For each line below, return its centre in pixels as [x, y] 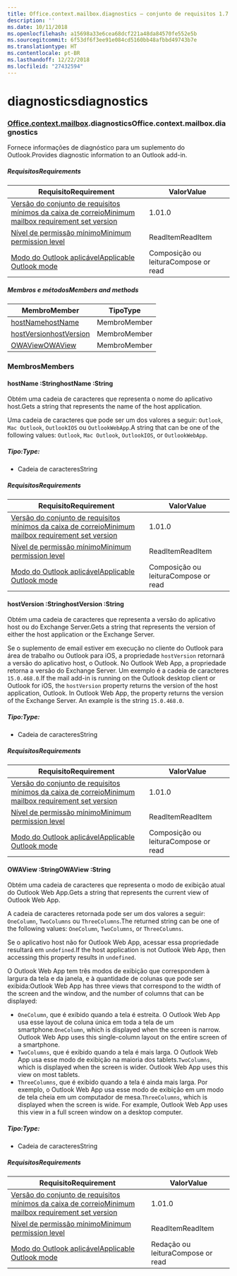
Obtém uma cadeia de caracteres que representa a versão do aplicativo [111, 620]
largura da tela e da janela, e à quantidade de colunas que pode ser [105, 979]
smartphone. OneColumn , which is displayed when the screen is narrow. [119, 1030]
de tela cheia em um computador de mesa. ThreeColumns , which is [113, 1097]
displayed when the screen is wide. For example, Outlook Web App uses [122, 1105]
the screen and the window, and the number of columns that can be [106, 994]
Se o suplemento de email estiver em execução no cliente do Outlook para [115, 648]
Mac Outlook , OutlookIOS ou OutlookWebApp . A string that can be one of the [114, 428]
